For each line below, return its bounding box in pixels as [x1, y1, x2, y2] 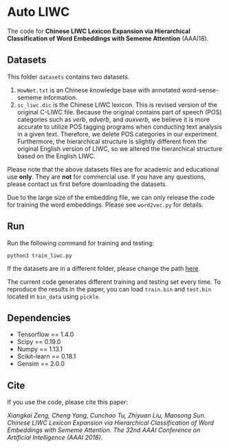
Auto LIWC [7, 4, 70, 20]
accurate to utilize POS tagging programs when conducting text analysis [17, 122, 222, 131]
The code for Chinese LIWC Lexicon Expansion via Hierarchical [7, 27, 190, 35]
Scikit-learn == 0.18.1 [17, 352, 76, 360]
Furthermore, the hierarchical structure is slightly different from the [17, 137, 208, 145]
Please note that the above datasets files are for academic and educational [7, 165, 219, 173]
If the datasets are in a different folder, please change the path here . [7, 264, 201, 272]
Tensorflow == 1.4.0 [17, 330, 74, 338]
